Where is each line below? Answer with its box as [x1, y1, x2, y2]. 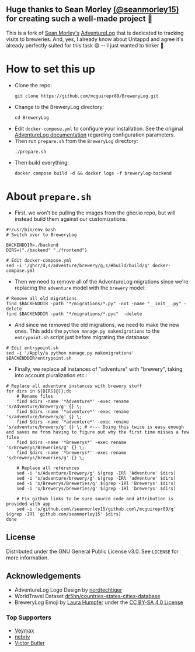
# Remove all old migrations [6, 295, 77, 301]
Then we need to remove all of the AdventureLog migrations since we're [14, 278, 189, 285]
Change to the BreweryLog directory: [14, 103, 104, 110]
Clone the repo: [14, 81, 53, 88]
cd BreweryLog [14, 114, 49, 121]
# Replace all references [16, 465, 80, 471]
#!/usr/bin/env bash [6, 227, 57, 233]
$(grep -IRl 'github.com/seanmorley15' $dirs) [6, 511, 121, 517]
